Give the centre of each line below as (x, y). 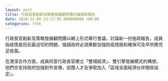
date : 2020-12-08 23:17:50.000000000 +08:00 (52, 19)
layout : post (19, 10)
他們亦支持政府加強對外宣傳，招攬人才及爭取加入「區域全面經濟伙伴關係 (79, 68)
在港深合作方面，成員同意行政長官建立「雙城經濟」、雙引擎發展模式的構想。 (83, 61)
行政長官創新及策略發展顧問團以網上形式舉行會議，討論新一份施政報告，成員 (84, 38)
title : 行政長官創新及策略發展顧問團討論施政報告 (50, 14)
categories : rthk (23, 24)
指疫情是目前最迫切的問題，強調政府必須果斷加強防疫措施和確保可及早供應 (82, 45)
